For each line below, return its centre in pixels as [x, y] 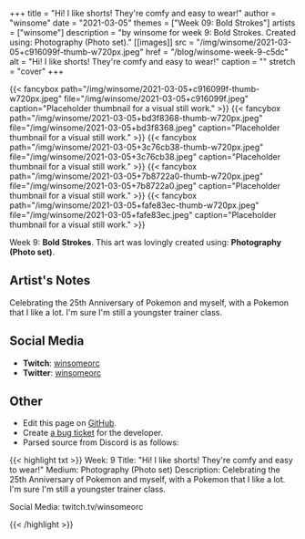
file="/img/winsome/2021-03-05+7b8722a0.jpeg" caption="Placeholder [145, 186]
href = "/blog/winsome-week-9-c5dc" [217, 52]
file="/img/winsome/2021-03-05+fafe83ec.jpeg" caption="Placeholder [143, 215]
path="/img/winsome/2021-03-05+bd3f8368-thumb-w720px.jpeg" [136, 118]
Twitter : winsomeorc [62, 372]
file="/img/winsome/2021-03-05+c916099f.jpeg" [156, 98]
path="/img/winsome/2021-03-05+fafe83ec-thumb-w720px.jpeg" [134, 205]
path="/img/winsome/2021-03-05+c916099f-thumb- [160, 89]
